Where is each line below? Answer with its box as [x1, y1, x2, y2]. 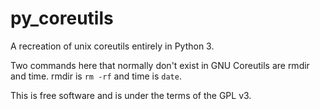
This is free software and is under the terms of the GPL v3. [10, 89, 252, 101]
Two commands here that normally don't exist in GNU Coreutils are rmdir [10, 59, 310, 71]
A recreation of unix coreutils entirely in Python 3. [10, 40, 215, 52]
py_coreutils [10, 7, 114, 30]
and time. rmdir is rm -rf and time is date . [10, 70, 182, 82]
